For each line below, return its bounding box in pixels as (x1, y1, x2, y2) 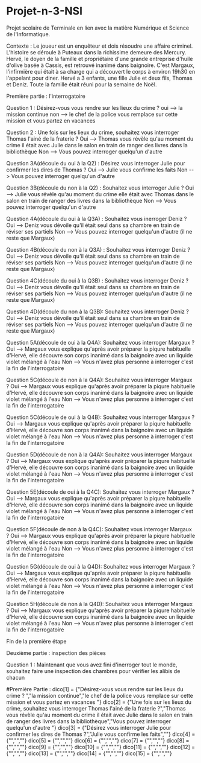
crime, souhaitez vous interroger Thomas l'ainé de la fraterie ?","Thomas (6, 704, 186, 712)
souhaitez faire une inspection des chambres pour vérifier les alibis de (6, 667, 181, 674)
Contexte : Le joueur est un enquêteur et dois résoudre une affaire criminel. (6, 42, 193, 49)
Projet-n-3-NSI (6, 4, 83, 18)
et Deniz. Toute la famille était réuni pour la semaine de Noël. (6, 80, 157, 88)
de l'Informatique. (6, 30, 51, 37)
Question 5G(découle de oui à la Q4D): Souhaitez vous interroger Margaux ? (6, 563, 196, 570)
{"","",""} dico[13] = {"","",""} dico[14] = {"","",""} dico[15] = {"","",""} (6, 750, 173, 757)
